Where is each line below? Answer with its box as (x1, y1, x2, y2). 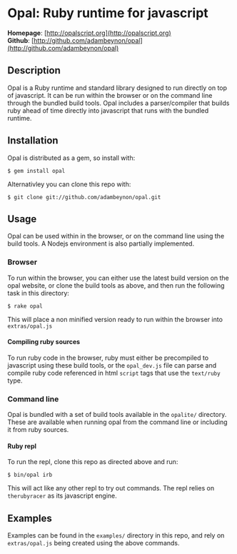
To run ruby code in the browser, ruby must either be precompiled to (7, 353, 209, 362)
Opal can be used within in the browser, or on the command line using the (7, 232, 225, 241)
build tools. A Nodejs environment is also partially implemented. (7, 239, 195, 248)
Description (7, 64, 61, 76)
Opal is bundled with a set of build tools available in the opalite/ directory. (7, 411, 227, 419)
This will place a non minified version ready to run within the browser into (7, 315, 223, 323)
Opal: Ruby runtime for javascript (7, 5, 208, 21)
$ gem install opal (7, 167, 66, 174)
